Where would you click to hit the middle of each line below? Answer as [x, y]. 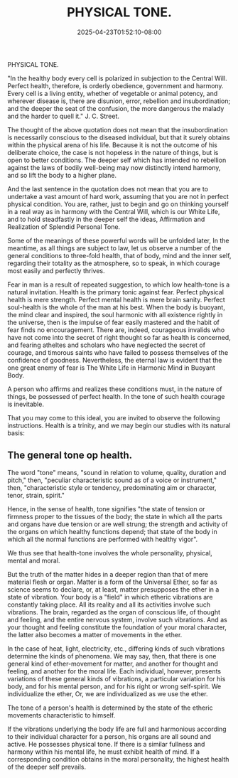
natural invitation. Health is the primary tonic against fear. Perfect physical [115, 292]
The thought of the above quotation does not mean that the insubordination [118, 129]
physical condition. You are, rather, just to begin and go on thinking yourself [118, 204]
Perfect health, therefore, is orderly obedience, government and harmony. [115, 85]
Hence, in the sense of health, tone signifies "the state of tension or [106, 508]
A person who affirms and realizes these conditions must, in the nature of [115, 389]
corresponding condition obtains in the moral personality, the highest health [118, 759]
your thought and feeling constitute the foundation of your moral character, [117, 627]
